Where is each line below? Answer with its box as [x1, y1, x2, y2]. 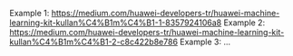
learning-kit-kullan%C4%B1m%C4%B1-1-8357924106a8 [9, 17, 222, 28]
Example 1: [9, 8, 50, 18]
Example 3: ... [180, 36, 231, 47]
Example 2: [223, 17, 266, 28]
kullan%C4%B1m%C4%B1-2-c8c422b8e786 [9, 36, 179, 47]
